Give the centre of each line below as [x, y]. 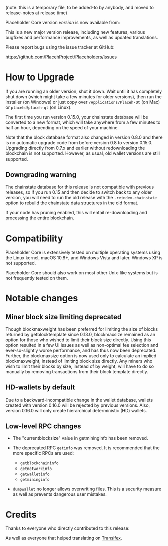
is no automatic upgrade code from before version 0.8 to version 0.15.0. [79, 142]
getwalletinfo [35, 474]
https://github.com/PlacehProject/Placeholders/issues [61, 57]
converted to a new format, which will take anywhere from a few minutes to [83, 122]
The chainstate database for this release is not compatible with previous [80, 187]
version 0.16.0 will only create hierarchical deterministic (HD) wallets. [76, 410]
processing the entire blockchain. [40, 218]
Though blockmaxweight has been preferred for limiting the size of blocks [82, 329]
